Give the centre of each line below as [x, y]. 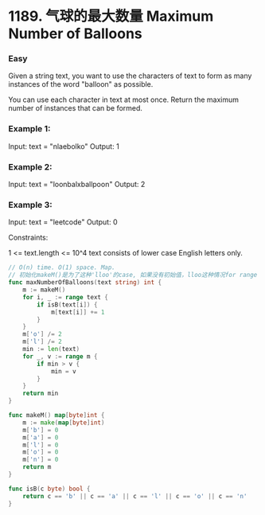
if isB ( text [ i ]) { [67, 304]
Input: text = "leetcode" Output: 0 [63, 222]
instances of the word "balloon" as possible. [81, 84]
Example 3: [31, 205]
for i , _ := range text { [66, 297]
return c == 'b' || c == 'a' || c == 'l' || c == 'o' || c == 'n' [135, 496]
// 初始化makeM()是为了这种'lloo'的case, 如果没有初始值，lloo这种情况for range [133, 275]
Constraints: [28, 238]
